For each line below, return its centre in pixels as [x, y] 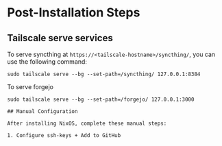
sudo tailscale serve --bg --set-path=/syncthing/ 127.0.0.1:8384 [104, 74]
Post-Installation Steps [74, 13]
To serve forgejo [30, 87]
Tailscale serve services [60, 38]
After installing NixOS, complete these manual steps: [87, 123]
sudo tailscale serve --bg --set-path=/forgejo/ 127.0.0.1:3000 [101, 99]
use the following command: [47, 62]
